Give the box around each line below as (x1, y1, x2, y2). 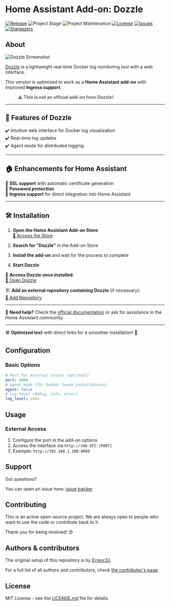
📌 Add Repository (5, 295, 42, 301)
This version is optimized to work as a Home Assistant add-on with (5, 79, 147, 85)
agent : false (5, 387, 33, 392)
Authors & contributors (5, 544, 80, 552)
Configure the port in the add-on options (12, 437, 98, 443)
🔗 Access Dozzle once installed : (5, 272, 74, 278)
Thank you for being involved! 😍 (5, 529, 73, 535)
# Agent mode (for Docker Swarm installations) (5, 382, 108, 387)
